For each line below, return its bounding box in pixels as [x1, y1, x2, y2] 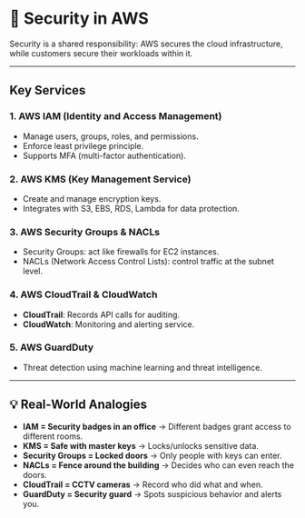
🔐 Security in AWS [9, 8, 150, 29]
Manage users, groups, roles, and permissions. [22, 131, 199, 142]
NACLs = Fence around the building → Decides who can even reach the [22, 459, 295, 471]
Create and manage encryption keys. [22, 193, 162, 204]
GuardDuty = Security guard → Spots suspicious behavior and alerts [22, 488, 282, 499]
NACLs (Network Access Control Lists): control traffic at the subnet [22, 256, 275, 267]
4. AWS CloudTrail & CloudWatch [9, 288, 158, 301]
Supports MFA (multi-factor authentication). [22, 150, 186, 161]
